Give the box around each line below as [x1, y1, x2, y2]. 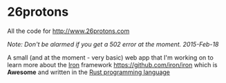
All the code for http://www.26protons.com [7, 27, 130, 35]
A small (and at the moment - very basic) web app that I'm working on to [7, 53, 214, 62]
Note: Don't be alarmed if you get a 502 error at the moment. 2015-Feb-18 [7, 40, 219, 48]
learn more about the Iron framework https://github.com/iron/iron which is [7, 60, 218, 69]
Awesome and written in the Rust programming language [7, 68, 171, 76]
